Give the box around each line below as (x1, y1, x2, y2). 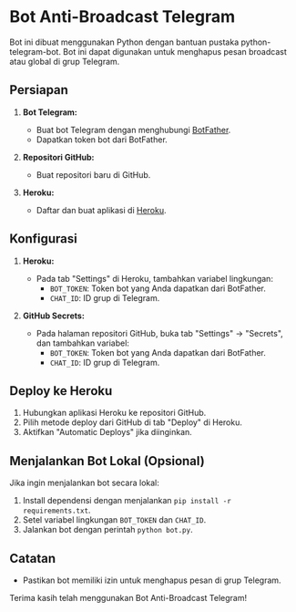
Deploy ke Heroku (9, 383, 113, 399)
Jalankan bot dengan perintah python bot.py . (22, 524, 193, 535)
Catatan (9, 550, 56, 566)
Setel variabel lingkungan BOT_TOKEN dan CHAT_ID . (22, 514, 207, 525)
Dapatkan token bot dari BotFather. (36, 134, 168, 145)
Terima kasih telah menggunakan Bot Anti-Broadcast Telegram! (9, 593, 248, 603)
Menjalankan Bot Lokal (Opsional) (9, 453, 205, 469)
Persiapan (9, 82, 68, 98)
